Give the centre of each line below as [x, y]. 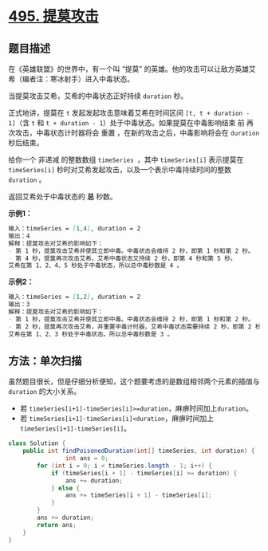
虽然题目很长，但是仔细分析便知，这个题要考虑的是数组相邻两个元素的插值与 [134, 382]
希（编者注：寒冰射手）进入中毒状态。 [71, 79]
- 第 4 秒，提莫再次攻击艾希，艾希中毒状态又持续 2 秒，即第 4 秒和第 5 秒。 [122, 258]
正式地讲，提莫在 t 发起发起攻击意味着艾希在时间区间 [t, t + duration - [129, 113]
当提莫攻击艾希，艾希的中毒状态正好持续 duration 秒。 [98, 96]
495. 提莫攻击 [54, 16]
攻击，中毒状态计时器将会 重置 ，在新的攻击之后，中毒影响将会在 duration [137, 133]
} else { [65, 488]
